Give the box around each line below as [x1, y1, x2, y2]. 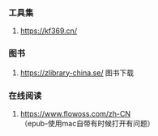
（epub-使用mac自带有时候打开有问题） [19, 118, 155, 128]
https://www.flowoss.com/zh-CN [19, 108, 131, 118]
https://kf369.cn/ [19, 26, 78, 36]
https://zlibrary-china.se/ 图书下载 [19, 67, 135, 78]
